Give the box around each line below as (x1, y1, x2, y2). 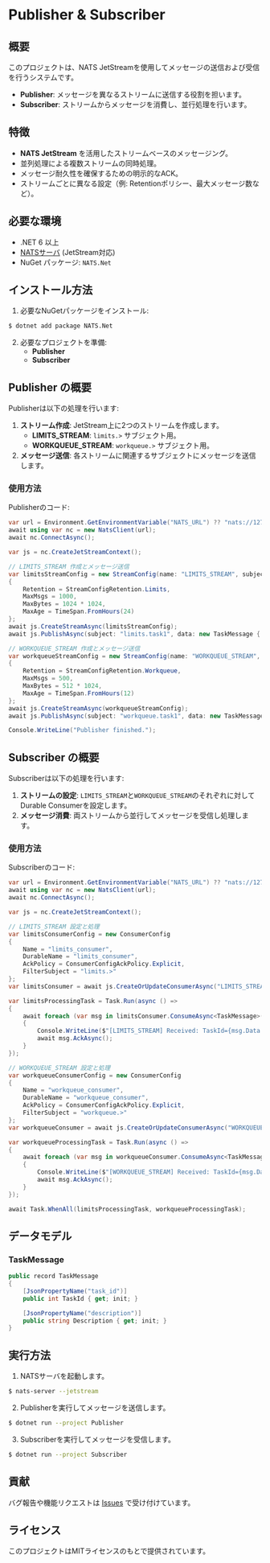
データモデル (8, 1229, 72, 1243)
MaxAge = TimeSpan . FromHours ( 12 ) (22, 689, 135, 697)
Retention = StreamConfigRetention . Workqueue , (22, 667, 182, 675)
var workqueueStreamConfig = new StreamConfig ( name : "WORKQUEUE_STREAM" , (8, 652, 261, 660)
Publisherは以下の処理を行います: (8, 404, 119, 413)
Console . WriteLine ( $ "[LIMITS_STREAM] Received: (37, 1027, 199, 1035)
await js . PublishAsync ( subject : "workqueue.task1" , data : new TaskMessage (8, 712, 264, 720)
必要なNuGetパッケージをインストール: (19, 306, 149, 315)
